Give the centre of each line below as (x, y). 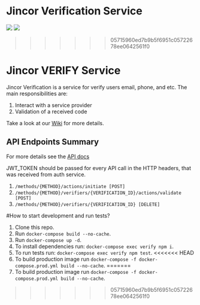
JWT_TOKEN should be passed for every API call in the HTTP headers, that (99, 168)
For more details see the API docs (48, 156)
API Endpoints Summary (53, 142)
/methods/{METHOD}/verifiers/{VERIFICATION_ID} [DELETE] (87, 204)
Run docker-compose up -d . (48, 240)
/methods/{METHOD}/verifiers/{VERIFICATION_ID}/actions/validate (98, 193)
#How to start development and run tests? (58, 215)
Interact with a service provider (53, 105)
